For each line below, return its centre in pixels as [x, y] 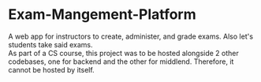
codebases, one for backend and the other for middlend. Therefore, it [121, 61]
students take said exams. [50, 44]
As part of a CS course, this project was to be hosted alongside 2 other [123, 53]
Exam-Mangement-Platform [103, 15]
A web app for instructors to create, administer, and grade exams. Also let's [131, 36]
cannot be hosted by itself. [51, 69]
